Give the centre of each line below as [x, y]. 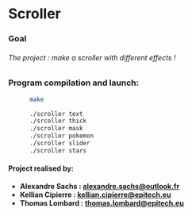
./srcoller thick [58, 121]
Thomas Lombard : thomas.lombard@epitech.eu [102, 203]
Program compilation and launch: [74, 83]
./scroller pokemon [61, 136]
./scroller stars [58, 150]
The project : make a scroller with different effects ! [92, 57]
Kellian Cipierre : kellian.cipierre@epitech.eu [95, 195]
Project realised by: [41, 168]
